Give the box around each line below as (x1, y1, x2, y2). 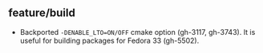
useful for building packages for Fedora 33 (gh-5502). (19, 36, 200, 45)
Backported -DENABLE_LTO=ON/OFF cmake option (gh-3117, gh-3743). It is (19, 27, 256, 36)
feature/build (8, 6, 76, 20)
